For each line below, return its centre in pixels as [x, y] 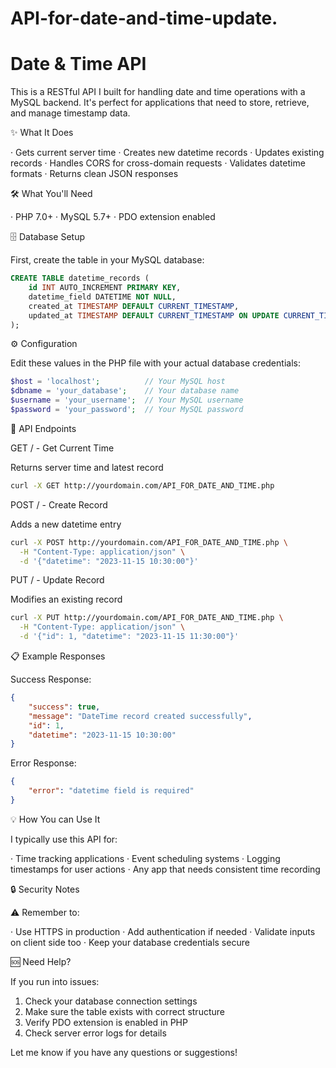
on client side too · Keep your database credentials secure [130, 942]
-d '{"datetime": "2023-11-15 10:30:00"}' [109, 561]
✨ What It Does [42, 133]
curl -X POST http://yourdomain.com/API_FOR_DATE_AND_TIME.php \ [149, 542]
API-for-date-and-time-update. [144, 18]
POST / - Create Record [59, 504]
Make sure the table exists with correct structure [124, 1011]
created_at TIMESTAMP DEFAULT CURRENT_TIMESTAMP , [134, 306]
